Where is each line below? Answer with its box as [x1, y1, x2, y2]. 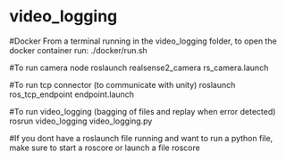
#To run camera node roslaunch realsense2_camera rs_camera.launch [9, 62, 269, 73]
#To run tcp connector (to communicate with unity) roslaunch [9, 79, 236, 90]
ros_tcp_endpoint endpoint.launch [9, 89, 135, 100]
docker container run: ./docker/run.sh [9, 44, 147, 55]
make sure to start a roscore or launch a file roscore [9, 142, 201, 153]
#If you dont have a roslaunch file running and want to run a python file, [9, 132, 273, 143]
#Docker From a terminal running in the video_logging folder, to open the [9, 36, 277, 46]
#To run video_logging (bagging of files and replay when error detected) [9, 106, 276, 116]
